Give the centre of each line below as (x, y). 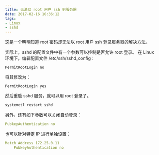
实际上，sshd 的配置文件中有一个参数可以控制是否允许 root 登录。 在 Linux (79, 52)
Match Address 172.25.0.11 (32, 143)
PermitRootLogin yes (26, 86)
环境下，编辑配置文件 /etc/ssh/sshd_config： (50, 58)
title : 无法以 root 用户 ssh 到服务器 (41, 9)
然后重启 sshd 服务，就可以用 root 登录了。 (48, 96)
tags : (10, 18)
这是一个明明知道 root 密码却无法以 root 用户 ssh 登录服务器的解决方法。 (78, 42)
